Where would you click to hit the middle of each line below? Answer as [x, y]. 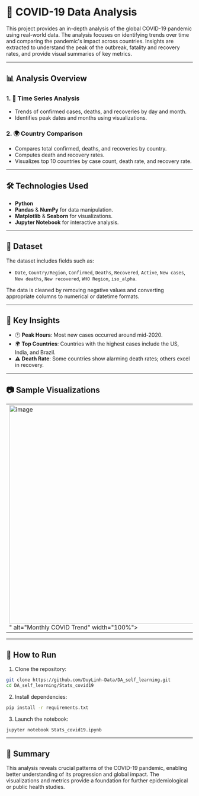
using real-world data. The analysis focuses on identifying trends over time [98, 34]
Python [24, 203]
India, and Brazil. [35, 353]
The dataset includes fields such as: [50, 261]
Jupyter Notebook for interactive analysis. [67, 222]
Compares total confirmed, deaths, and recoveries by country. [91, 148]
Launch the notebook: [41, 719]
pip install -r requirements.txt [47, 708]
